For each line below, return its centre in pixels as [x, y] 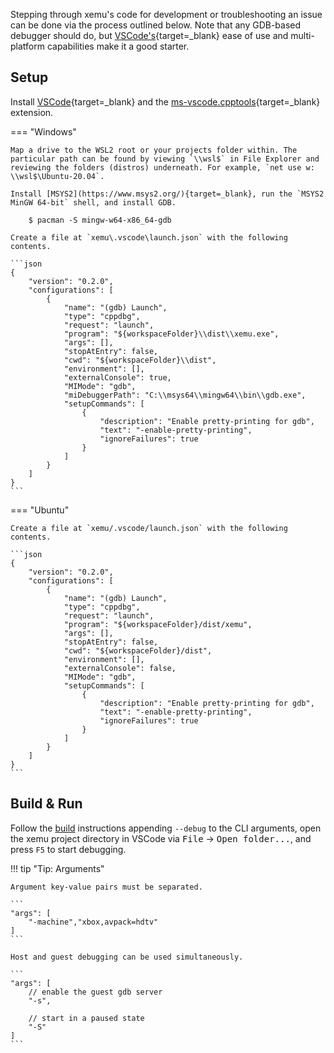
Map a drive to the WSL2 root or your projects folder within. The [154, 150]
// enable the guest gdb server [95, 992]
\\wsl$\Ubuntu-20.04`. [57, 176]
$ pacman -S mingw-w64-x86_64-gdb [100, 220]
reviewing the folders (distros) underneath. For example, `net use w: [162, 167]
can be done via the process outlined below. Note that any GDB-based [156, 25]
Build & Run [46, 804]
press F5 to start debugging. [68, 849]
